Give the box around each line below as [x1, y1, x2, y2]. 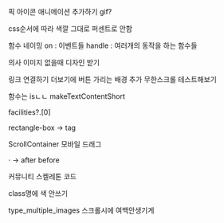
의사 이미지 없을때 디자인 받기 [8, 58, 100, 67]
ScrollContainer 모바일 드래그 [8, 139, 102, 149]
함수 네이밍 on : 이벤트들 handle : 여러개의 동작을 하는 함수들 [8, 41, 198, 50]
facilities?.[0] [8, 108, 51, 117]
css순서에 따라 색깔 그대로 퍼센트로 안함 [8, 24, 133, 33]
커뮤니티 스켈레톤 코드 [8, 172, 77, 181]
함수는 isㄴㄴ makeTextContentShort [8, 92, 125, 101]
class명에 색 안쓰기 [8, 189, 69, 198]
